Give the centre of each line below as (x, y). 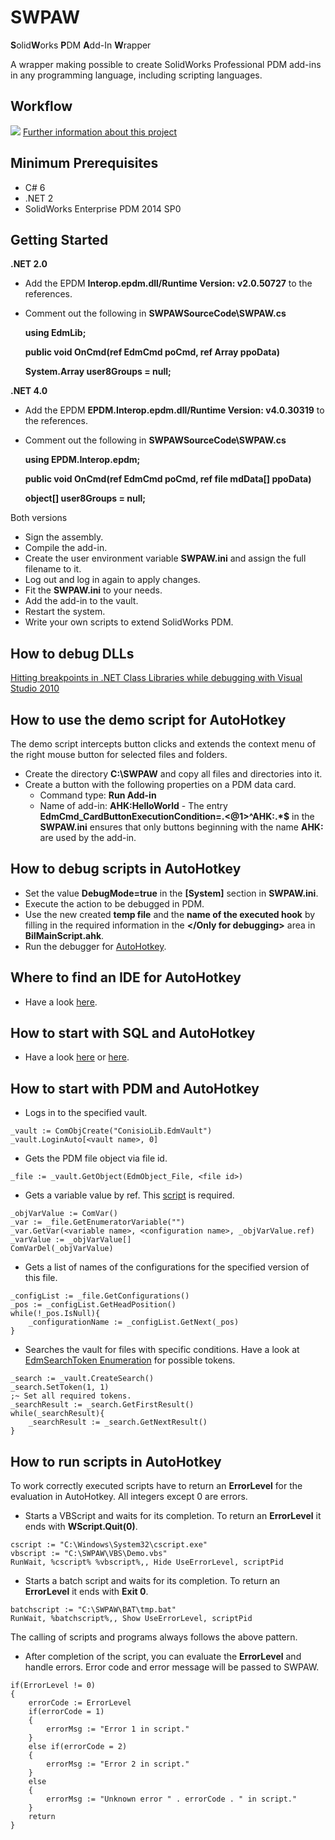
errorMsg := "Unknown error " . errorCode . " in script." (172, 1799)
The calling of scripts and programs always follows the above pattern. (154, 1637)
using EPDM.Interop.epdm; (82, 460)
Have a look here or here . (77, 1057)
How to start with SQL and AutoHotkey (133, 1033)
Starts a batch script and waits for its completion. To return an (152, 1581)
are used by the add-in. (88, 837)
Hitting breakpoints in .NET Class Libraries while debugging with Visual (156, 678)
